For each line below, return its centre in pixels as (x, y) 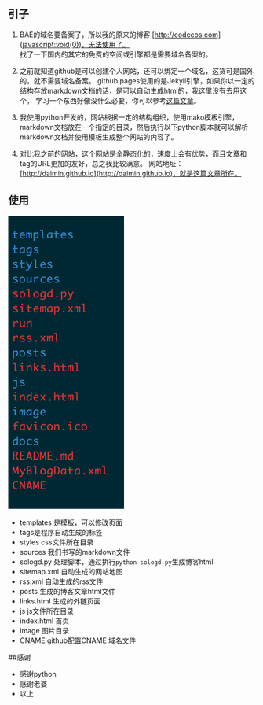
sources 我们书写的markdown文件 (75, 552)
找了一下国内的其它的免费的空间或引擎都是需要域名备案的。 (116, 54)
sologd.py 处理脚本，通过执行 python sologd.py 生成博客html (116, 562)
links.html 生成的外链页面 (60, 601)
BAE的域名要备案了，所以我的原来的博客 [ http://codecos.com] (120, 35)
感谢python (38, 674)
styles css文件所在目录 (57, 542)
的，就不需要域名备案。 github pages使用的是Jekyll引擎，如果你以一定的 (137, 80)
